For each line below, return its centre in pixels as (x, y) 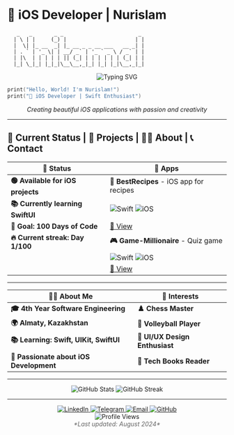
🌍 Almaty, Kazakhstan (49, 322)
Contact (25, 149)
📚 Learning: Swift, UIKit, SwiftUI (65, 340)
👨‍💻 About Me (71, 296)
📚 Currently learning (46, 203)
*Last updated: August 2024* (117, 424)
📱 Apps (166, 168)
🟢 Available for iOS (44, 180)
